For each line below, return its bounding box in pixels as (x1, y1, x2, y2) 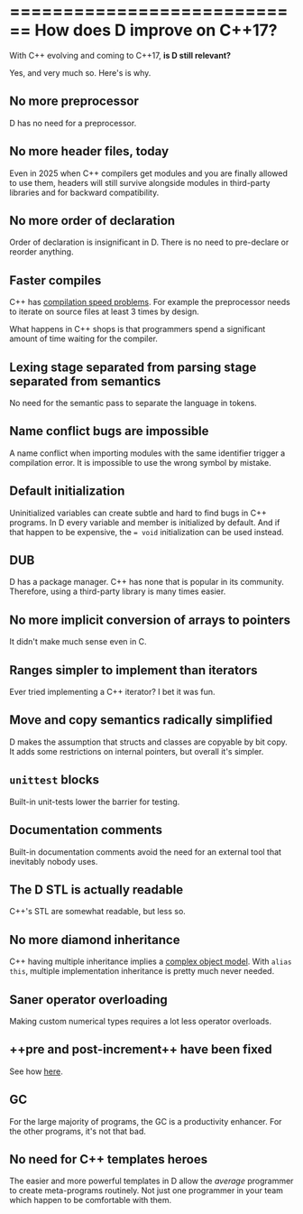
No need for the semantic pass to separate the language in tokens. (9, 398, 257, 408)
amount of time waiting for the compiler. (9, 333, 158, 344)
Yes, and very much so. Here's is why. (9, 67, 151, 78)
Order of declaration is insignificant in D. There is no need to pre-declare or (9, 236, 289, 248)
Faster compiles (9, 273, 102, 288)
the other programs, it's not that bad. (9, 1126, 147, 1136)
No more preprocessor (9, 94, 140, 109)
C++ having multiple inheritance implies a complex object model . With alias (9, 956, 292, 967)
